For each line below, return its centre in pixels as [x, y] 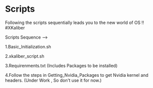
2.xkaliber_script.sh [25, 56]
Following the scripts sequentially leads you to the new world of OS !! [75, 22]
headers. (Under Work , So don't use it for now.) [53, 80]
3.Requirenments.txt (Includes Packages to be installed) [61, 66]
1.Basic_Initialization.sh [28, 46]
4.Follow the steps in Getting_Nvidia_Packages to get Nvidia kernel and [77, 75]
